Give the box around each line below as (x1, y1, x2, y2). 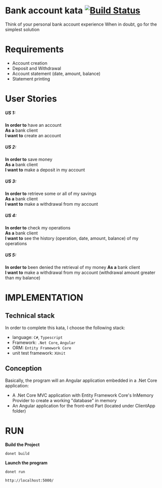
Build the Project (5, 442, 40, 448)
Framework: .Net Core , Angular (12, 339, 76, 345)
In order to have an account (5, 122, 62, 128)
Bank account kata (5, 5, 83, 16)
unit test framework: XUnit (12, 350, 65, 356)
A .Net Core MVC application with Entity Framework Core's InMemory (12, 392, 154, 398)
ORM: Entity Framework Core (12, 344, 71, 350)
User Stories (5, 93, 57, 105)
